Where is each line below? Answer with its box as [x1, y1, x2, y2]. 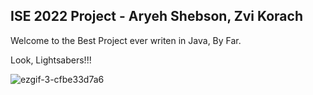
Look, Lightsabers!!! [10, 54, 92, 66]
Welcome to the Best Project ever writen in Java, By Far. [10, 34, 242, 46]
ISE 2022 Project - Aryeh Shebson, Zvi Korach [10, 8, 303, 25]
